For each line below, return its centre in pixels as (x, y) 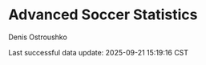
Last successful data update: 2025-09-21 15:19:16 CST (99, 52)
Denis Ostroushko (38, 37)
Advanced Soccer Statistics (103, 15)
